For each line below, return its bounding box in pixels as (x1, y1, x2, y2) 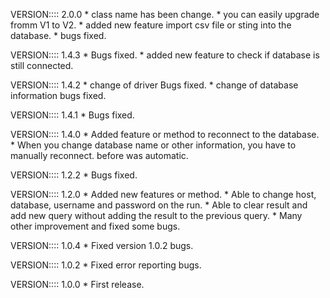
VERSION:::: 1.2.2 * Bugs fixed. (10, 169, 138, 181)
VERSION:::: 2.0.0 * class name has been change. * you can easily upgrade (10, 9, 320, 20)
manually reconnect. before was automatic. (10, 150, 189, 161)
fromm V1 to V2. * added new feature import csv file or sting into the (10, 19, 292, 31)
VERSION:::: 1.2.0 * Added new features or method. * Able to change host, (10, 189, 317, 200)
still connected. (10, 60, 74, 71)
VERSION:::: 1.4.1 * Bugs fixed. (10, 109, 135, 121)
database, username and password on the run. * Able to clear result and (10, 199, 308, 211)
